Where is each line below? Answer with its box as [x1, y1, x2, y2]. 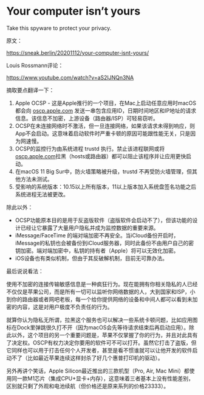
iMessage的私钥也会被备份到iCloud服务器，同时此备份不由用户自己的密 [15, 239, 194, 246]
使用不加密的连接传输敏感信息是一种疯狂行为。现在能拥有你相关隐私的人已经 [6, 280, 198, 287]
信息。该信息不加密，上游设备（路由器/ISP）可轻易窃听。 [15, 114, 159, 122]
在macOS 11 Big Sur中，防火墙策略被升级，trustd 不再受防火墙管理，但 [15, 167, 192, 175]
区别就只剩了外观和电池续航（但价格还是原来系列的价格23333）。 [6, 382, 169, 390]
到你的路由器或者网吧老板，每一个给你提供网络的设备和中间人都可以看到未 [6, 295, 192, 302]
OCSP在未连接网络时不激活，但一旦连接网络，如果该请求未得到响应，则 [15, 122, 195, 129]
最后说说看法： [6, 267, 44, 274]
